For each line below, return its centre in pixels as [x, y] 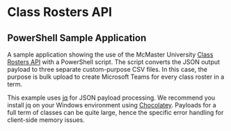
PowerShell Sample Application [77, 38]
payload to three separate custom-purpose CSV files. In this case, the [107, 69]
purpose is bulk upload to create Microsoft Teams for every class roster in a [116, 77]
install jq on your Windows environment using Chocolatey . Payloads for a [112, 105]
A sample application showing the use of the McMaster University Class [110, 54]
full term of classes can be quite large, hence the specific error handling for [115, 113]
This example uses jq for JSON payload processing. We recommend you [111, 98]
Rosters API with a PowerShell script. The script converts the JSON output [114, 62]
